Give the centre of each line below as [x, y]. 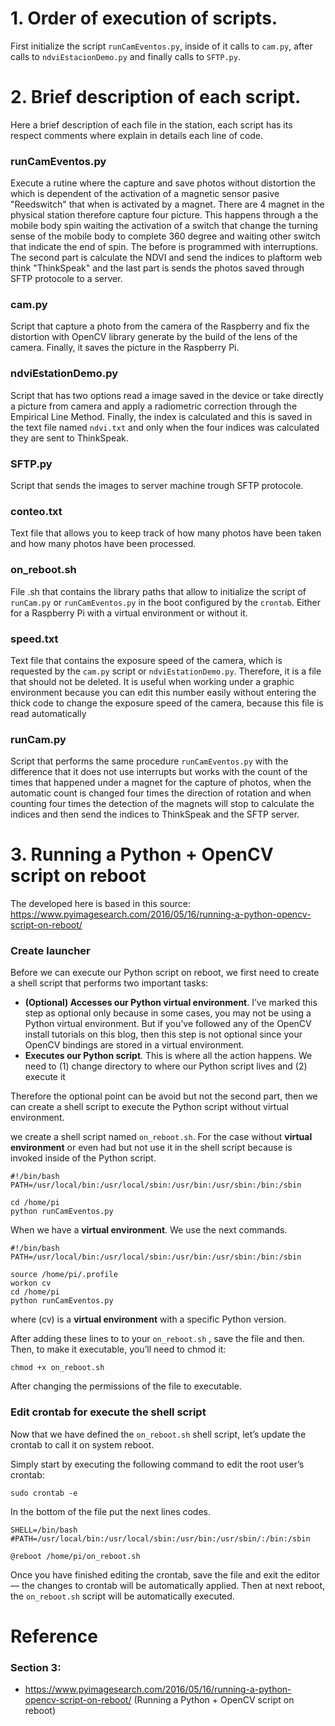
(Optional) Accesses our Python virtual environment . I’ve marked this [171, 1003]
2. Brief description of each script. [156, 97]
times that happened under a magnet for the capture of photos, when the [161, 783]
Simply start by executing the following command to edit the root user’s [157, 1464]
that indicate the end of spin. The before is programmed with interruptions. [164, 247]
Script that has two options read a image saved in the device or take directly [167, 395]
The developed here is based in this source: [101, 904]
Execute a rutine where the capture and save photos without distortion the [163, 183]
